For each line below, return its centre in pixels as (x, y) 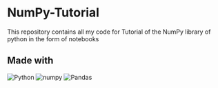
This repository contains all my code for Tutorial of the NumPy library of (109, 32)
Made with (30, 61)
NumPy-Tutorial (53, 13)
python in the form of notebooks (53, 38)
